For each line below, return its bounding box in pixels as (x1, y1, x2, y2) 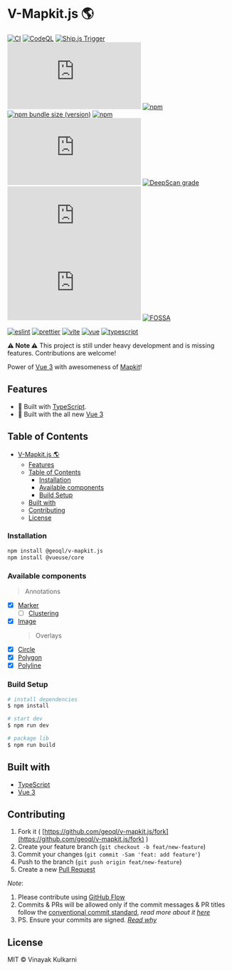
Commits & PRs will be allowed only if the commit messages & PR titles (17, 900, 226, 909)
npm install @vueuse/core (7, 554, 84, 561)
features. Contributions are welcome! (7, 348, 117, 357)
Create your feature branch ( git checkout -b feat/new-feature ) (17, 842, 206, 851)
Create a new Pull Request (17, 865, 96, 874)
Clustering (28, 608, 59, 618)
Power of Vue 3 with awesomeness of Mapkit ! (7, 362, 142, 371)
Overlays (35, 631, 62, 640)
